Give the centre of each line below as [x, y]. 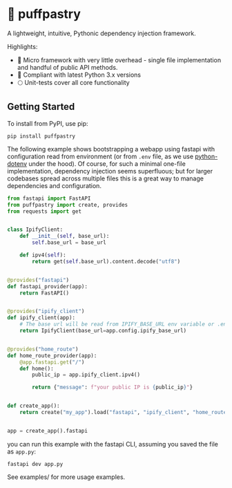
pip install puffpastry [41, 136]
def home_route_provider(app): [52, 355]
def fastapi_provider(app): [48, 286]
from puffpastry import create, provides [68, 205]
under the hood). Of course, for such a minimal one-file [107, 163]
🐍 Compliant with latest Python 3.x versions [79, 75]
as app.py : [22, 451]
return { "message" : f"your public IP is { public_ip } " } [113, 387]
